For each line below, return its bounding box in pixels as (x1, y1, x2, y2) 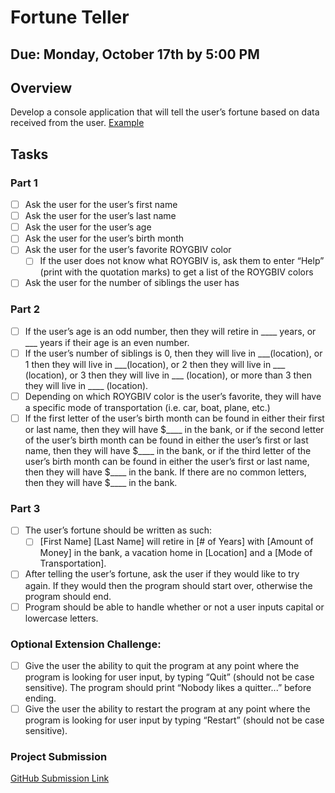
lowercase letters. (24, 612, 99, 624)
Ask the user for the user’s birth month (24, 232, 185, 245)
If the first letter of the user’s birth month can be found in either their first (24, 412, 325, 424)
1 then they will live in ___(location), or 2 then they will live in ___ (24, 358, 286, 370)
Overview (10, 79, 73, 96)
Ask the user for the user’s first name (24, 199, 178, 211)
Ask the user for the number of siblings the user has (24, 277, 240, 289)
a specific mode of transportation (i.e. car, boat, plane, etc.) (24, 402, 271, 413)
